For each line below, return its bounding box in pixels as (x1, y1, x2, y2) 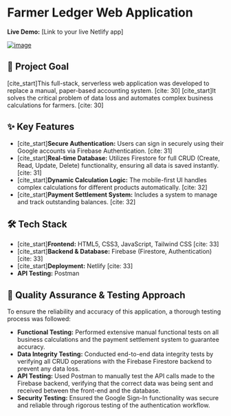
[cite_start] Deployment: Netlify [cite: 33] (16, 262, 133, 270)
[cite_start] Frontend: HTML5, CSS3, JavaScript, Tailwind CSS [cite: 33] (16, 240, 219, 248)
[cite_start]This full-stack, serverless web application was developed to (7, 79, 210, 87)
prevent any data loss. (16, 364, 80, 373)
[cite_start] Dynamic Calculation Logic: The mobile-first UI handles (16, 175, 208, 184)
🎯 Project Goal (7, 61, 69, 73)
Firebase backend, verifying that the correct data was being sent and (16, 380, 213, 388)
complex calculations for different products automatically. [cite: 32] (16, 183, 208, 191)
